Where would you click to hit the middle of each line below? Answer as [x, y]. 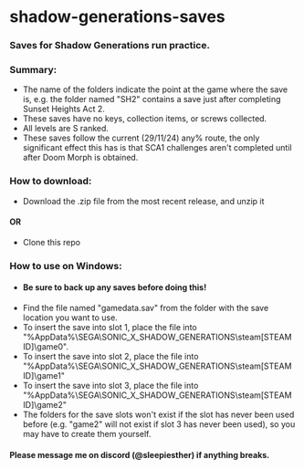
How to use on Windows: [66, 266]
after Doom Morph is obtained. [80, 158]
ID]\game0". [45, 347]
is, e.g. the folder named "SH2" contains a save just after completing [152, 99]
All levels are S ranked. [66, 129]
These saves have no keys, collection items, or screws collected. [145, 119]
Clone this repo [51, 242]
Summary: [33, 70]
